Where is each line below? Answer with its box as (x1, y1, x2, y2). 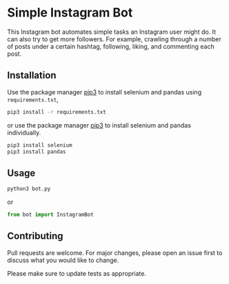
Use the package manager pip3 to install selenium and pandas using (7, 88, 202, 96)
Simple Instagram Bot (7, 5, 133, 21)
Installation (7, 70, 57, 81)
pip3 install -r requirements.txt (7, 108, 107, 115)
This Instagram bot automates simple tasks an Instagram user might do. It (7, 28, 216, 36)
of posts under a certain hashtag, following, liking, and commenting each (7, 42, 215, 50)
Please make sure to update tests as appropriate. (7, 269, 147, 277)
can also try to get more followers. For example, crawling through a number (7, 34, 222, 43)
